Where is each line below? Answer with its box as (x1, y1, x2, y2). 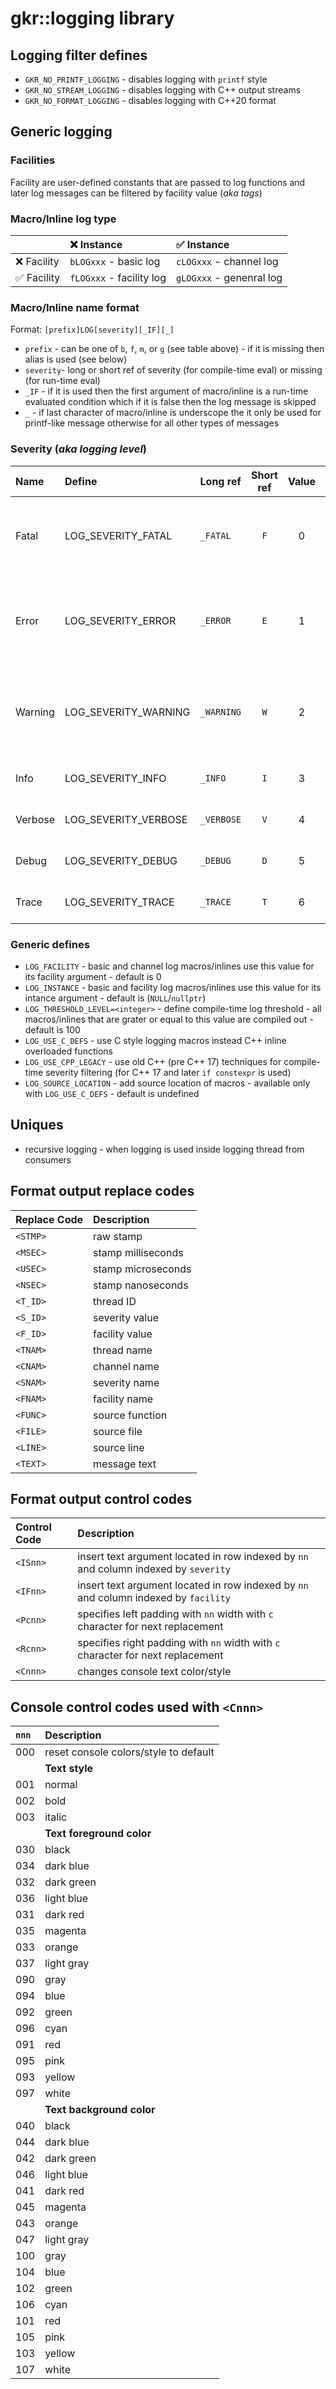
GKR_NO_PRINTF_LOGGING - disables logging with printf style (24, 73, 268, 85)
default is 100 (24, 1023, 81, 1036)
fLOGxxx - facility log (69, 270, 167, 284)
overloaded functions (24, 1045, 113, 1057)
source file (93, 1424, 143, 1438)
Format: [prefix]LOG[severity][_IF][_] (10, 323, 175, 336)
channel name (93, 1359, 160, 1373)
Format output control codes (10, 1490, 193, 1507)
